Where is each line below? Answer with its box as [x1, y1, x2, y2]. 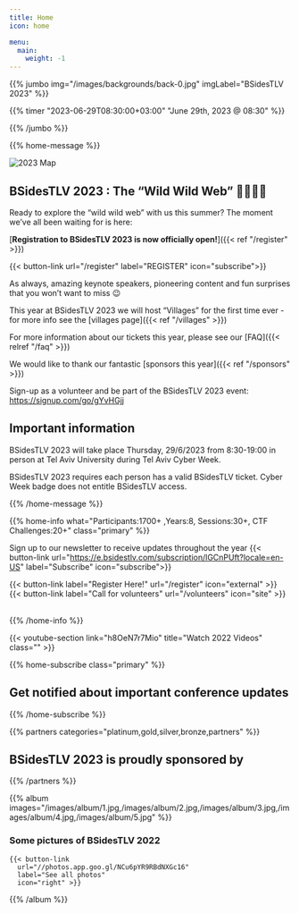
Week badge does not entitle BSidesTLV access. [9, 480, 187, 492]
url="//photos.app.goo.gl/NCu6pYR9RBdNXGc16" [17, 862, 190, 872]
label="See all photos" [17, 870, 105, 879]
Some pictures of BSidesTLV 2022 [9, 834, 161, 847]
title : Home [9, 13, 54, 22]
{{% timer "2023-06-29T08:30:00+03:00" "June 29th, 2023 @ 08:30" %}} [9, 106, 286, 116]
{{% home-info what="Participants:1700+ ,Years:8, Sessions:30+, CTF [9, 515, 269, 526]
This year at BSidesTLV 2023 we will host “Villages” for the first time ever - [9, 305, 285, 316]
